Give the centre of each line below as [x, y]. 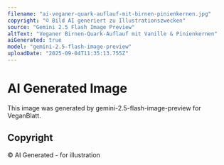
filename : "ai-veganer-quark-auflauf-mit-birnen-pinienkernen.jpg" [110, 14]
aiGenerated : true [34, 40]
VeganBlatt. [24, 115]
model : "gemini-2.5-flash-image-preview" [70, 47]
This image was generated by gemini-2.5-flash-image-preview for [104, 108]
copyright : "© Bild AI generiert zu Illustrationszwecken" [97, 21]
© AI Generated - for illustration [54, 155]
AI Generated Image [68, 89]
